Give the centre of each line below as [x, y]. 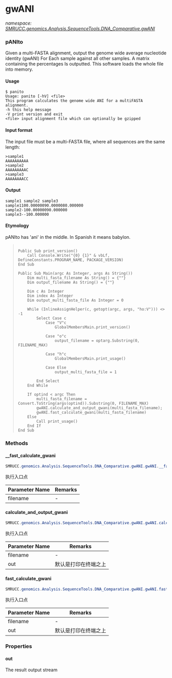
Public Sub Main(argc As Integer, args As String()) [75, 274]
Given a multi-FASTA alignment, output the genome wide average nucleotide [86, 53]
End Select [48, 381]
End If [34, 426]
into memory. [19, 69]
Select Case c [51, 318]
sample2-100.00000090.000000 [36, 210]
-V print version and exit [34, 114]
